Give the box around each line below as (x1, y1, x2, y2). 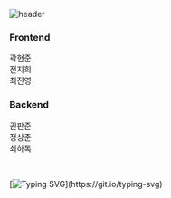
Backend (9, 99, 50, 111)
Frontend (9, 31, 51, 43)
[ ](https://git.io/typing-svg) (9, 178, 163, 189)
